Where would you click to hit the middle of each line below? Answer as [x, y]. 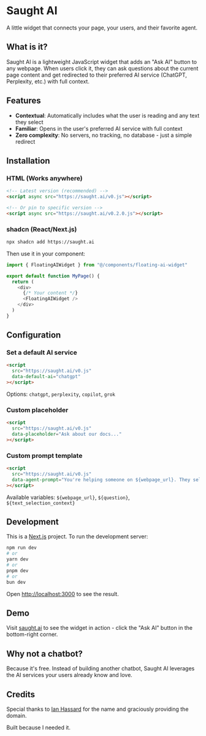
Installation [28, 161]
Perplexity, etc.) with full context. [48, 81]
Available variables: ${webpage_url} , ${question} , [68, 497]
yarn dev [17, 559]
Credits [21, 694]
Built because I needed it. [38, 727]
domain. [17, 715]
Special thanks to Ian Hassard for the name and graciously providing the [97, 709]
